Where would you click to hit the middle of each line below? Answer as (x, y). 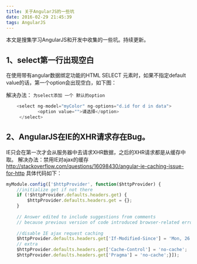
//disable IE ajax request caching (60, 233)
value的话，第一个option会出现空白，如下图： (62, 83)
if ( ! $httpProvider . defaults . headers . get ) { (72, 195)
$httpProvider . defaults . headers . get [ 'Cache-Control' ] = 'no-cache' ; (102, 250)
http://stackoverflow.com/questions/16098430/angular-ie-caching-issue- (95, 166)
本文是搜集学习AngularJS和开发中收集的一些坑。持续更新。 (78, 40)
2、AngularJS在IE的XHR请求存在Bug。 (78, 137)
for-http (16, 173)
